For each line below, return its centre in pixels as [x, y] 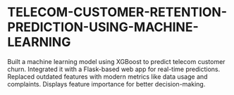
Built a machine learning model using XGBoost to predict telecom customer [116, 61]
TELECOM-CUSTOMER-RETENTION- [117, 12]
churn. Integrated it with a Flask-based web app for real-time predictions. [114, 69]
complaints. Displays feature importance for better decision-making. [106, 84]
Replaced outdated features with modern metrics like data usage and [107, 76]
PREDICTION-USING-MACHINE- [103, 27]
